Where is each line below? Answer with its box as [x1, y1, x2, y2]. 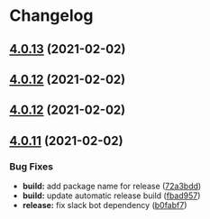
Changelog [9, 5, 94, 26]
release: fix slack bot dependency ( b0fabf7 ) [22, 200, 187, 211]
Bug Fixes [9, 160, 54, 172]
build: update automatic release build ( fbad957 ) [22, 190, 201, 201]
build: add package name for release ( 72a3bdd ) [22, 181, 202, 192]
